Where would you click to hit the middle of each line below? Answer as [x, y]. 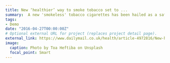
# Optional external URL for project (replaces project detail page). [81, 34]
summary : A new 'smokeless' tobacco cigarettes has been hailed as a [81, 15]
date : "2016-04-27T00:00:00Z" [37, 29]
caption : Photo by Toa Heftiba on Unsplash [56, 48]
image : [12, 43]
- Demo [12, 24]
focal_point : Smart [30, 52]
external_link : [21, 39]
